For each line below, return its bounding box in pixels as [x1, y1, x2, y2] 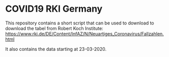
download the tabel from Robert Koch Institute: [5, 25, 103, 31]
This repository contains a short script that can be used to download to [5, 20, 154, 26]
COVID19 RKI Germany [5, 3, 103, 15]
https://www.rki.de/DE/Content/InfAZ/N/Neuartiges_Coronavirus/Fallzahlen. [5, 31, 164, 37]
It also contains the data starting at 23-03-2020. [5, 46, 107, 52]
